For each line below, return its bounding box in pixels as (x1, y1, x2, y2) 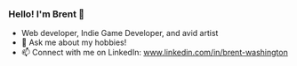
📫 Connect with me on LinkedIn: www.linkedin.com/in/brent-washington (20, 48, 288, 58)
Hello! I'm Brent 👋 (8, 8, 85, 20)
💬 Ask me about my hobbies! (20, 37, 127, 48)
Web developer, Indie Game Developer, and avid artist (20, 28, 219, 39)
